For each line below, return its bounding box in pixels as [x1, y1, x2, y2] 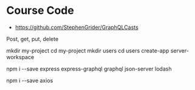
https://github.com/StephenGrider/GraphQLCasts [15, 24, 139, 31]
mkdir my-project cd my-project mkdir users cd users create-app [6, 47, 169, 54]
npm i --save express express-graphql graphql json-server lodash [6, 65, 172, 72]
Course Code [6, 4, 74, 18]
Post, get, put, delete [6, 35, 59, 42]
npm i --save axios [6, 77, 53, 84]
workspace [6, 53, 35, 60]
